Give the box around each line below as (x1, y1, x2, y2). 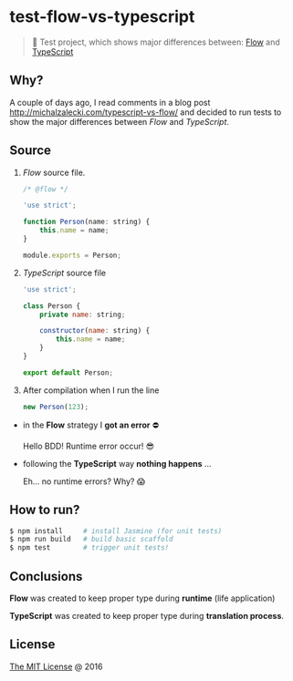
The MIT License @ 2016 (9, 661, 103, 672)
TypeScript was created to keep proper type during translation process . (9, 610, 285, 621)
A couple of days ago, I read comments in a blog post (9, 97, 211, 108)
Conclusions (9, 568, 83, 584)
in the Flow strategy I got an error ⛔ (22, 419, 160, 430)
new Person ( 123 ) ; (22, 402, 89, 411)
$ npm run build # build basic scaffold (9, 535, 173, 544)
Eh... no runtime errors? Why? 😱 (22, 476, 146, 487)
